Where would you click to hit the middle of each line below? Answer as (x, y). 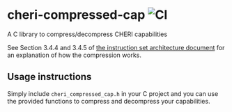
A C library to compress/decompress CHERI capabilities (87, 34)
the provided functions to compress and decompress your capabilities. (109, 101)
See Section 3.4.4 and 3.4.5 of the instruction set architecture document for (116, 47)
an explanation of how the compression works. (74, 55)
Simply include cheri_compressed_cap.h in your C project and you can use (113, 93)
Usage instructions (49, 77)
